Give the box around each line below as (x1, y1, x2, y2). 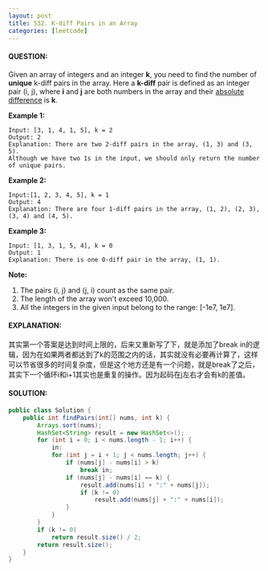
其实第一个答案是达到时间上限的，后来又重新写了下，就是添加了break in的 (8, 339, 254, 349)
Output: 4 (8, 198, 42, 206)
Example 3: (8, 226, 47, 235)
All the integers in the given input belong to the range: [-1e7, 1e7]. (19, 302, 235, 312)
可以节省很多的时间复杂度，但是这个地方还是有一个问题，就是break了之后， (8, 359, 259, 369)
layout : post (8, 11, 52, 20)
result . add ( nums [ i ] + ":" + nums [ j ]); (79, 481, 210, 489)
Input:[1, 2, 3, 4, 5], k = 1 (8, 190, 110, 199)
